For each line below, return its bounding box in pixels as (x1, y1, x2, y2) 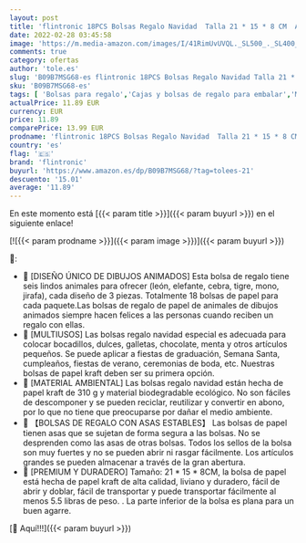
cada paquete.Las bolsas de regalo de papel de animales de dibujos (22, 300, 279, 311)
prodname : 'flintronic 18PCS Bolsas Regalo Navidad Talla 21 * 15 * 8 (9, 132, 287, 141)
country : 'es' (9, 141, 64, 150)
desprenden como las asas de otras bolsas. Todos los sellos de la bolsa (22, 437, 292, 448)
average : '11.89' (9, 183, 76, 193)
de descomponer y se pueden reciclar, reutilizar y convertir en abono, (22, 397, 285, 408)
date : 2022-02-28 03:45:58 (9, 30, 112, 39)
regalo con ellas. (22, 319, 85, 330)
